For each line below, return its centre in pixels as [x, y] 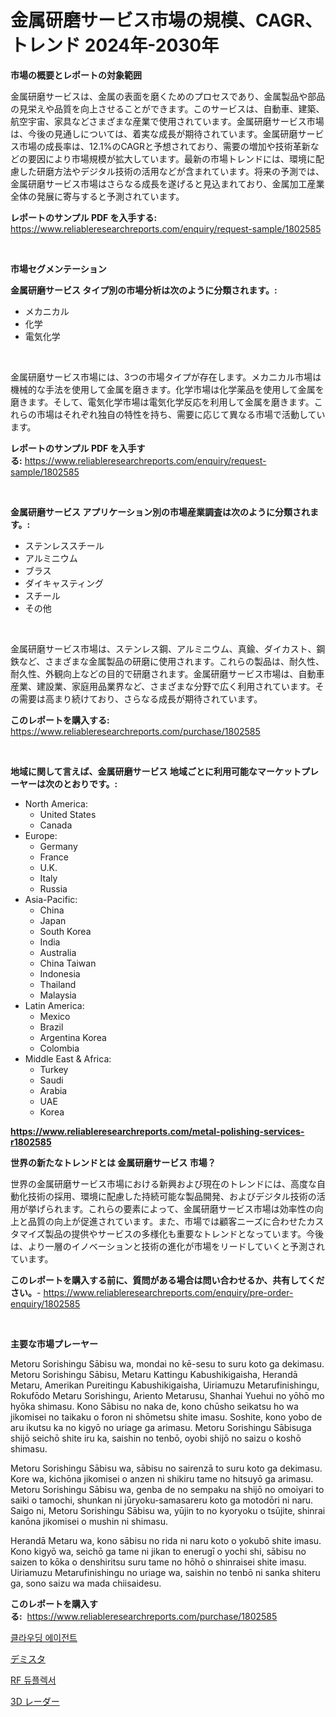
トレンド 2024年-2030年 [115, 45]
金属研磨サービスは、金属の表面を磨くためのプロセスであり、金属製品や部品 [168, 96]
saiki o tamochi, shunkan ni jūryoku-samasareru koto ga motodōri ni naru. [162, 1500]
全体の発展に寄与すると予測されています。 [97, 196]
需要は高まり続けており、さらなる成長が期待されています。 [140, 698]
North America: [56, 803]
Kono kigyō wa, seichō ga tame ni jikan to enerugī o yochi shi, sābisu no [158, 1551]
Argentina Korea [73, 1037]
